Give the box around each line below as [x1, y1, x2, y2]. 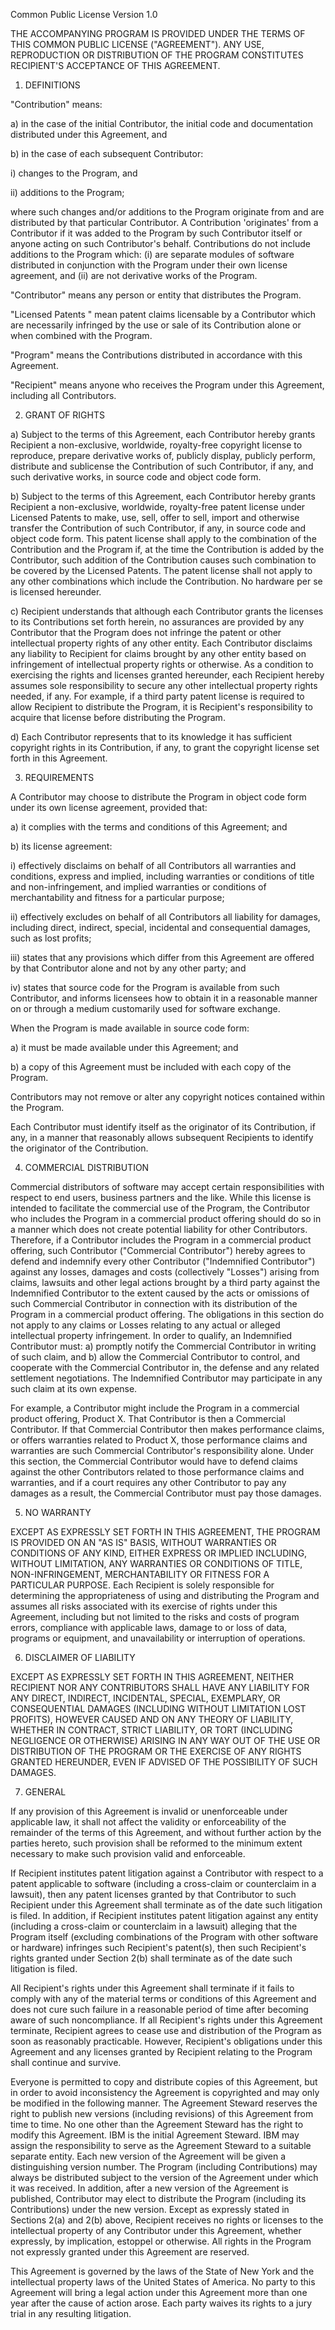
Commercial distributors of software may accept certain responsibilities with [10, 1181, 325, 1193]
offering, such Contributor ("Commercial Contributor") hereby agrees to [10, 1245, 306, 1256]
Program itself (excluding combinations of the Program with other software [10, 1931, 319, 1943]
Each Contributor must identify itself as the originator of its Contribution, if [10, 1121, 316, 1133]
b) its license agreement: [10, 840, 113, 852]
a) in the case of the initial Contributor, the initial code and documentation [10, 118, 313, 129]
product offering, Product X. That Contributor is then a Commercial [10, 1413, 286, 1424]
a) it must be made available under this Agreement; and [10, 1042, 239, 1053]
